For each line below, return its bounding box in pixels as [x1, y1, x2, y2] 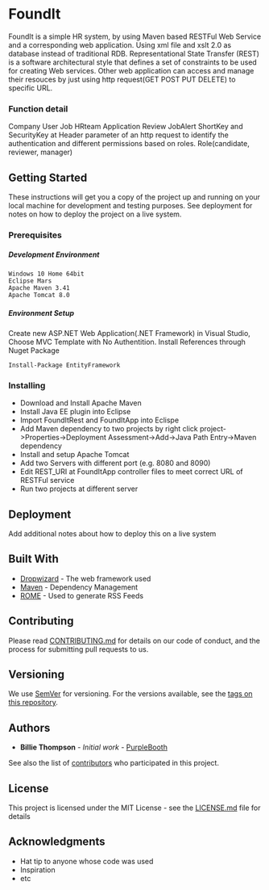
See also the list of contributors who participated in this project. [8, 758, 220, 768]
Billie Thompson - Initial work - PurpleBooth [19, 742, 168, 752]
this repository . [8, 698, 59, 707]
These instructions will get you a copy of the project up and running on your [8, 192, 260, 202]
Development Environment [8, 250, 100, 259]
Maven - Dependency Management [19, 582, 139, 592]
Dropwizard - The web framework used [19, 573, 151, 583]
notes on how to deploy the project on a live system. [8, 209, 182, 219]
